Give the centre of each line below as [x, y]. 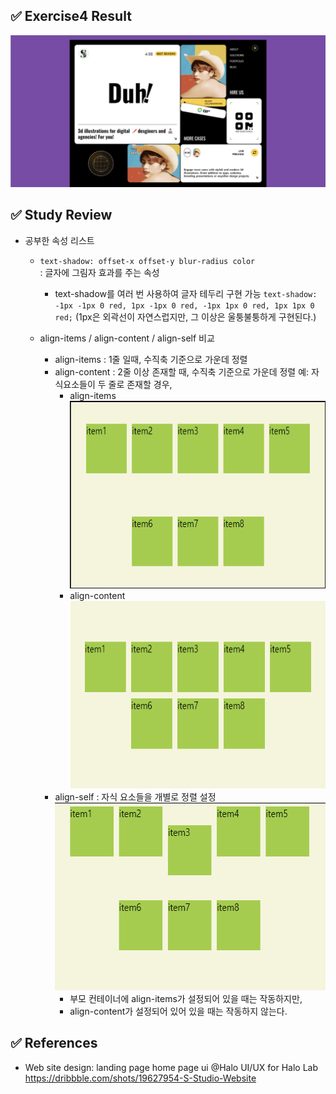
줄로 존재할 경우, [140, 384]
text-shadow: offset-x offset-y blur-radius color [147, 261]
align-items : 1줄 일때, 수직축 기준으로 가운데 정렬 [151, 359]
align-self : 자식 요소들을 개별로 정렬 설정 [135, 796]
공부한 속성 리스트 [59, 240]
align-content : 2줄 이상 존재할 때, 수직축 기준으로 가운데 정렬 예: [182, 371]
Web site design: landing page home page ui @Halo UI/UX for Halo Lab [171, 1067]
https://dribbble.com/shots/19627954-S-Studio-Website [140, 1078]
